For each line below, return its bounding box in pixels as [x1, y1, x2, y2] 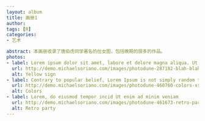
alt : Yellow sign [12, 71, 56, 77]
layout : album [6, 9, 43, 15]
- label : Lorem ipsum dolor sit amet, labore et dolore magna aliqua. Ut [6, 59, 198, 66]
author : [6, 20, 26, 26]
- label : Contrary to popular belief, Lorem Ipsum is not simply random [6, 77, 195, 83]
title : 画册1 [6, 15, 38, 21]
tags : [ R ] [6, 26, 32, 32]
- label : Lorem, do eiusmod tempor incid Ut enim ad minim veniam [6, 94, 179, 100]
